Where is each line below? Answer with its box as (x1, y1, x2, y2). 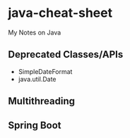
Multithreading (8, 95, 76, 107)
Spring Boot (8, 119, 61, 131)
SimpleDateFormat (18, 67, 73, 75)
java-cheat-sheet (8, 5, 112, 21)
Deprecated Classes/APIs (8, 49, 124, 61)
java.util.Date (18, 75, 57, 83)
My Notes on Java (8, 28, 61, 37)
